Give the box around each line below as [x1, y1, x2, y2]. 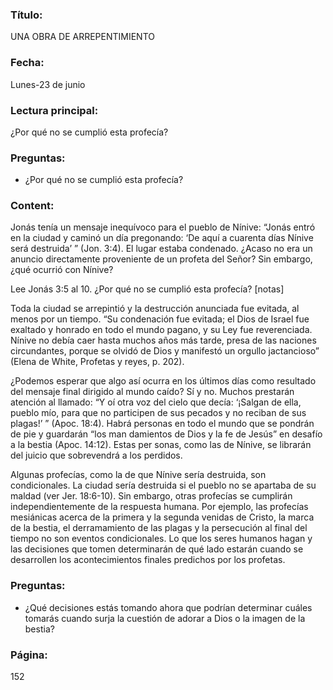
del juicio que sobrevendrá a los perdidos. [10, 449, 183, 462]
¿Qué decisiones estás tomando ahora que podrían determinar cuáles [24, 601, 313, 613]
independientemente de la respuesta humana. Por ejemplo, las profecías [10, 501, 309, 513]
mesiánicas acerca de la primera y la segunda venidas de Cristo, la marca [10, 511, 315, 523]
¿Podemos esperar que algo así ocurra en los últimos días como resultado [10, 375, 317, 387]
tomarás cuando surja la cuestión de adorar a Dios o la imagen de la [24, 612, 306, 624]
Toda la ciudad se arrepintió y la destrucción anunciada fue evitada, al [10, 303, 300, 315]
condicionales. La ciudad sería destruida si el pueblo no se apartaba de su [10, 479, 317, 492]
